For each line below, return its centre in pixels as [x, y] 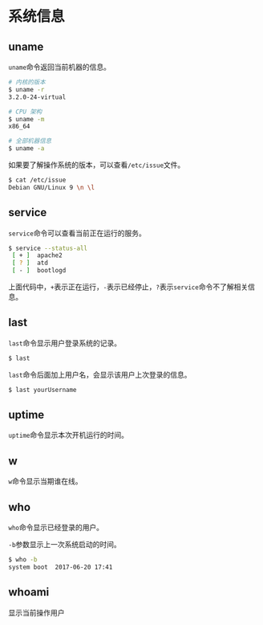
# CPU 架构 [25, 112]
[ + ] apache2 [37, 255]
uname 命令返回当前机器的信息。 [59, 67]
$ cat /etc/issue [37, 180]
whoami [29, 592]
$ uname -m [26, 119]
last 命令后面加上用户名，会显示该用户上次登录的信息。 [100, 374]
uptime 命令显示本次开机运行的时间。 [68, 435]
